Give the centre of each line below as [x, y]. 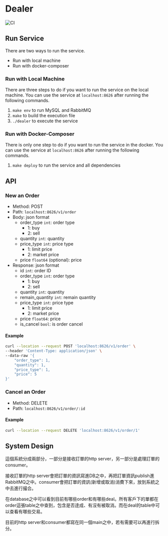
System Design [29, 446]
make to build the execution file [44, 116]
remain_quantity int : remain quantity [58, 297]
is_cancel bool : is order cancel [51, 324]
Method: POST [28, 206]
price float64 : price [40, 319]
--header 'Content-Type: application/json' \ [53, 351]
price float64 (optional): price [51, 260]
